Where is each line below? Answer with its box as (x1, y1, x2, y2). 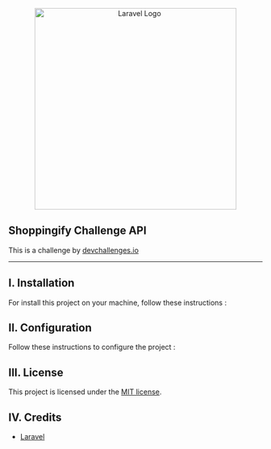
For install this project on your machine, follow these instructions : (8, 297, 227, 307)
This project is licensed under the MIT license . (8, 387, 162, 397)
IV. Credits (8, 410, 62, 424)
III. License (8, 365, 64, 379)
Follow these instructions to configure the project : (8, 343, 176, 352)
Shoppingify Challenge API (8, 224, 147, 238)
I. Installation (8, 276, 75, 290)
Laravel (19, 432, 45, 442)
